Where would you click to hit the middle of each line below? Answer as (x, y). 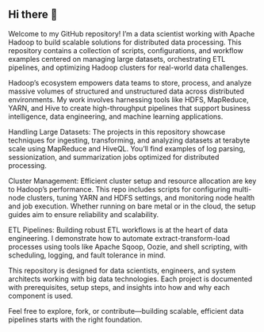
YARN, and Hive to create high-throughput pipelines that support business (130, 108)
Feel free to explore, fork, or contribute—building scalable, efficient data (126, 311)
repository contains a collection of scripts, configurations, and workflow (126, 50)
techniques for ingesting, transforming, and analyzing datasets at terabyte (129, 140)
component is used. (40, 296)
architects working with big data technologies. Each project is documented (130, 279)
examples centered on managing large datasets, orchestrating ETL (117, 59)
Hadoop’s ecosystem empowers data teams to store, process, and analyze (130, 82)
